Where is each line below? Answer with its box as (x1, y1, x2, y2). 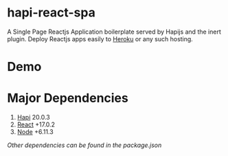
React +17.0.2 (16, 120, 56, 129)
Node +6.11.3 (16, 128, 54, 136)
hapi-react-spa (7, 5, 96, 21)
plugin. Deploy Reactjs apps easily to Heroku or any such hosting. (7, 34, 194, 43)
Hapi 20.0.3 (16, 113, 50, 122)
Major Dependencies (7, 91, 128, 106)
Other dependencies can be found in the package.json (7, 141, 162, 149)
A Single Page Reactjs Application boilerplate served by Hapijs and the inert (7, 27, 221, 36)
